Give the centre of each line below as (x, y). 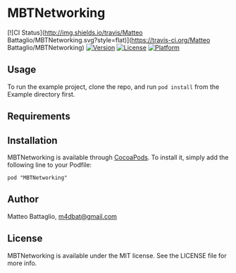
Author (23, 199)
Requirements (39, 117)
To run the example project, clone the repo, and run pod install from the (113, 87)
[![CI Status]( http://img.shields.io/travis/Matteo (75, 32)
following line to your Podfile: (50, 164)
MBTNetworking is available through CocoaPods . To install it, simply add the (118, 157)
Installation (32, 140)
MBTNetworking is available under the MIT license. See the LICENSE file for (117, 255)
